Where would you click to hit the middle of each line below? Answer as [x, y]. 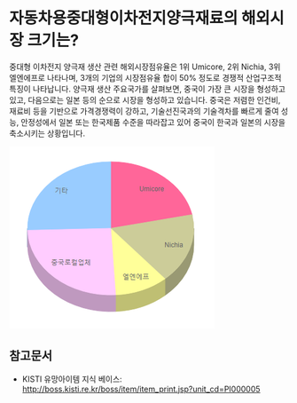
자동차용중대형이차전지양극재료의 [124, 18]
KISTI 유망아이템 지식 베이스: [72, 379]
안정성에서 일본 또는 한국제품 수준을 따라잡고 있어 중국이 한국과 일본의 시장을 [153, 122]
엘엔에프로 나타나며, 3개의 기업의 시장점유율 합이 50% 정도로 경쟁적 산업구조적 [145, 77]
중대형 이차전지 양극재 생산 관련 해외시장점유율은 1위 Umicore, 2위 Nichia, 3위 [145, 67]
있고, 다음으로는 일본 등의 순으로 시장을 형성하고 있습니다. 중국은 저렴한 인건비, [145, 99]
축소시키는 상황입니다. [47, 133]
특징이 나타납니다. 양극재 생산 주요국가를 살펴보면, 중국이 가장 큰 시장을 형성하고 [148, 89]
